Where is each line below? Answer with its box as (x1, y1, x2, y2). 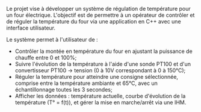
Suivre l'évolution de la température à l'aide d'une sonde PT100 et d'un (14, 60, 191, 67)
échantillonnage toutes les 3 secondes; (14, 86, 113, 93)
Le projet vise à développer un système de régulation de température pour (6, 5, 191, 12)
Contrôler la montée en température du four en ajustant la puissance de (14, 48, 193, 55)
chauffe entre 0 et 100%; (14, 54, 77, 61)
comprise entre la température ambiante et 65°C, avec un (14, 79, 158, 87)
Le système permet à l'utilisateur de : (6, 36, 98, 43)
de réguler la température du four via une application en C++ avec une (6, 18, 182, 25)
